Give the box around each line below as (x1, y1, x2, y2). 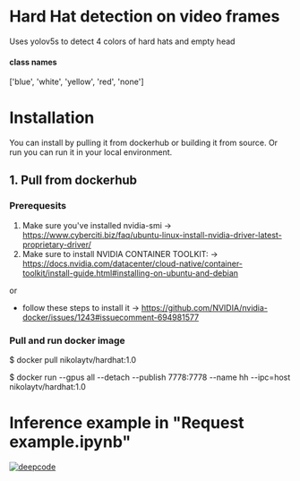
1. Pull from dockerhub (9, 173, 137, 188)
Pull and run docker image (9, 334, 125, 347)
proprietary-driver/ (21, 239, 92, 250)
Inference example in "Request (9, 413, 244, 434)
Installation (9, 107, 95, 128)
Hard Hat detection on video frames (9, 6, 280, 27)
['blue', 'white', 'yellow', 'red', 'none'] (9, 76, 145, 87)
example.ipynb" (9, 432, 132, 452)
